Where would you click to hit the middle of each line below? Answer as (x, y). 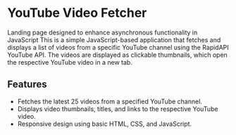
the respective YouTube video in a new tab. (70, 62)
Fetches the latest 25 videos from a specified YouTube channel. (110, 101)
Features (27, 85)
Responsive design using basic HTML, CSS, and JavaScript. (105, 124)
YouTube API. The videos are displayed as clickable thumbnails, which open (117, 55)
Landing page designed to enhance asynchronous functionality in (103, 32)
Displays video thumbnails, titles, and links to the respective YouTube (118, 109)
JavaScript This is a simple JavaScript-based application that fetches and (114, 39)
